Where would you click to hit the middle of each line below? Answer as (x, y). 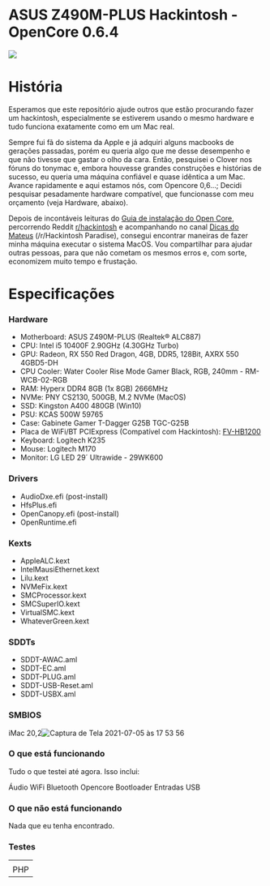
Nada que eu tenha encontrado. (62, 826)
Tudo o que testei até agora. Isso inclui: (74, 771)
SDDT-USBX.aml (48, 694)
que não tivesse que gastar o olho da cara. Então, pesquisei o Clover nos (131, 159)
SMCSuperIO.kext (50, 604)
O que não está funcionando (65, 808)
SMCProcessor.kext (53, 595)
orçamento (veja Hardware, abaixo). (68, 202)
